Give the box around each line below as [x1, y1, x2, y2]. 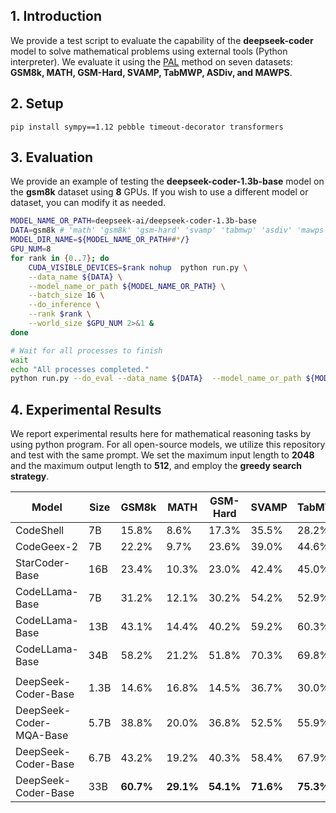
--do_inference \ [28, 300, 101, 310]
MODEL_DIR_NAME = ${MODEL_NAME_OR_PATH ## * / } [10, 235, 190, 245]
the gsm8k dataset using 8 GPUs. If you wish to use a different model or [10, 186, 309, 198]
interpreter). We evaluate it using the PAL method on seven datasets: [10, 55, 293, 68]
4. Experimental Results [10, 401, 162, 418]
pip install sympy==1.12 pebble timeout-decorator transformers [10, 122, 284, 132]
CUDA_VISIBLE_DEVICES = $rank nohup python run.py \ [28, 262, 248, 273]
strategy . [10, 470, 50, 483]
